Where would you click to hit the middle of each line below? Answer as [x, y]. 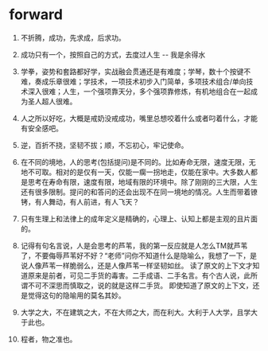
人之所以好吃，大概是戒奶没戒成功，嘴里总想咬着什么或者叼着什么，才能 [139, 118]
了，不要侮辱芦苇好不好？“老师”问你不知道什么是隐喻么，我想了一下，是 [139, 255]
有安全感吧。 [41, 128]
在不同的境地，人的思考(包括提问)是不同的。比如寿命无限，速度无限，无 [138, 162]
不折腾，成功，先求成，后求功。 [73, 37]
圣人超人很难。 [52, 101]
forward [36, 15]
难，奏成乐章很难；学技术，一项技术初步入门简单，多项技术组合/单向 [133, 81]
